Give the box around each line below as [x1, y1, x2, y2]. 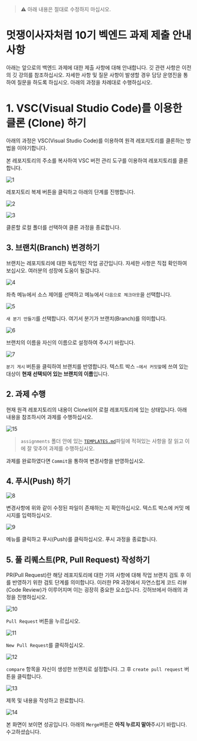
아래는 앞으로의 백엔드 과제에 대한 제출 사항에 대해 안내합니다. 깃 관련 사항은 [6, 64, 181, 71]
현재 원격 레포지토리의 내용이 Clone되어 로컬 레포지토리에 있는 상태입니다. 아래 [6, 406, 188, 413]
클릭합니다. [17, 673, 43, 680]
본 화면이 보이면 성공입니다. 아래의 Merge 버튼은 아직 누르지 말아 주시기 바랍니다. [6, 721, 188, 728]
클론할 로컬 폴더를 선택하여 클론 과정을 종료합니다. [6, 224, 122, 231]
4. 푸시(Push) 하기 [6, 476, 71, 486]
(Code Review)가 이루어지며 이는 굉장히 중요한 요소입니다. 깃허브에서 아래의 [6, 586, 182, 593]
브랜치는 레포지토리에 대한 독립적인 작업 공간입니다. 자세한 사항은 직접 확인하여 [6, 259, 188, 266]
